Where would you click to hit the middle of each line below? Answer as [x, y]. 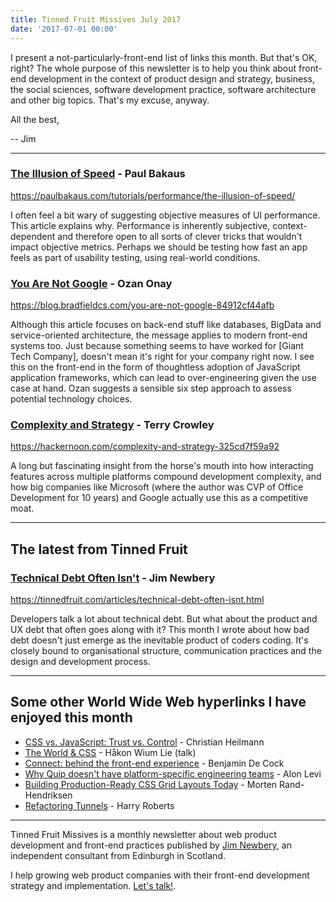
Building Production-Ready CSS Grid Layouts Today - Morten [151, 784]
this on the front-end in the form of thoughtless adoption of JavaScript [155, 367]
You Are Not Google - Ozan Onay [91, 283]
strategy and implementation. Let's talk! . [93, 885]
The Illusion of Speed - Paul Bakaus [98, 174]
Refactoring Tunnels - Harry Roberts [99, 805]
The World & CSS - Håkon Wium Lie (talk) [110, 752]
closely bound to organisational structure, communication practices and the [166, 651]
